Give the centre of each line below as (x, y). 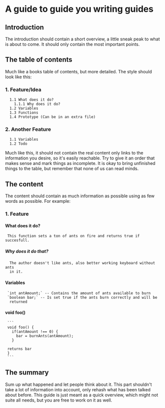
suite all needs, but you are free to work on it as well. (59, 400)
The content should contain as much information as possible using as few (80, 196)
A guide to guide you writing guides (79, 9)
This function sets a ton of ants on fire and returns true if (73, 236)
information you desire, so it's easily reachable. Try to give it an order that (80, 158)
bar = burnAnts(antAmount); (45, 336)
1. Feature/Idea (23, 90)
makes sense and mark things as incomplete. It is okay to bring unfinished (80, 163)
